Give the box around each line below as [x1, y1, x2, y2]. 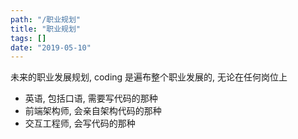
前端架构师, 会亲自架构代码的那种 [24, 105, 162, 117]
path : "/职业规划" [10, 14, 82, 25]
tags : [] [10, 33, 47, 43]
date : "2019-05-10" [10, 42, 92, 53]
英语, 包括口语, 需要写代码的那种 [24, 92, 158, 105]
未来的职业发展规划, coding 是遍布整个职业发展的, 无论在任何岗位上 [10, 71, 288, 83]
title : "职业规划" [10, 24, 82, 34]
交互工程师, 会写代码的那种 [24, 117, 136, 130]
